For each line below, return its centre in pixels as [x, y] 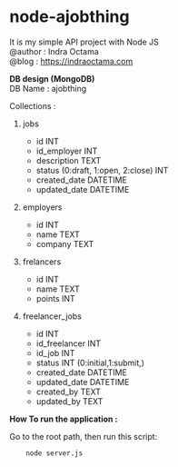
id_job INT [55, 353]
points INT [55, 298]
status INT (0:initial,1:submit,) [90, 363]
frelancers [42, 262]
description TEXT [69, 160]
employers [42, 207]
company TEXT [65, 243]
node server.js [54, 453]
